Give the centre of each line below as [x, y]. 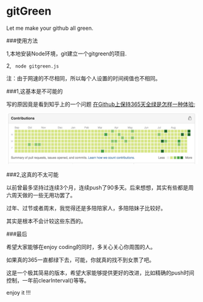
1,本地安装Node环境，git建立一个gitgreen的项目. [67, 54]
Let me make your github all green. [50, 28]
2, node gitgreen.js [33, 66]
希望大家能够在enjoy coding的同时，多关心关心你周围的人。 [81, 247]
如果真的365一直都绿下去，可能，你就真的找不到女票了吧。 [81, 259]
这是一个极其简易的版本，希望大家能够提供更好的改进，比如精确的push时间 [100, 273]
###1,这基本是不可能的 [35, 91]
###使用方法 [22, 40]
